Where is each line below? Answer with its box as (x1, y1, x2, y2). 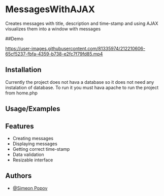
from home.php (5, 90, 38, 96)
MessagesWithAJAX (5, 4, 95, 15)
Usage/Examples (5, 105, 60, 113)
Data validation (12, 151, 44, 157)
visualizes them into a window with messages (5, 25, 101, 31)
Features (5, 122, 34, 130)
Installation (5, 66, 42, 74)
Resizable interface (12, 156, 53, 163)
